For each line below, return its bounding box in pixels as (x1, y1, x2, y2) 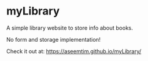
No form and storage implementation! (6, 36, 101, 43)
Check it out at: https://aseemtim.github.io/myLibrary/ (6, 47, 142, 55)
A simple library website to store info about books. (6, 24, 133, 31)
